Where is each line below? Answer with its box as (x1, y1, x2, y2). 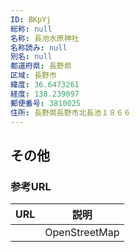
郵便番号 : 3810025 (10, 98, 82, 108)
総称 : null (10, 24, 53, 34)
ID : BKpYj (10, 14, 52, 25)
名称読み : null (10, 42, 68, 53)
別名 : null (10, 52, 53, 62)
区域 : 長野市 (10, 71, 57, 81)
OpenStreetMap (44, 226, 120, 240)
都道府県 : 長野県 (10, 61, 72, 71)
